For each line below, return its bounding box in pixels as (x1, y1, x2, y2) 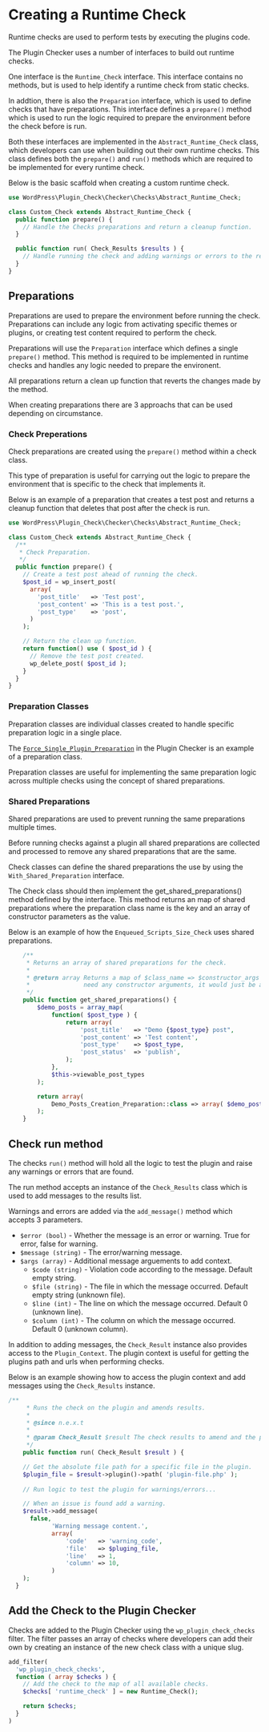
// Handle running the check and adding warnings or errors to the (22, 253, 252, 261)
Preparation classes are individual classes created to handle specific (8, 719, 235, 729)
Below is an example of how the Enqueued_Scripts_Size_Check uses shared (8, 927, 255, 937)
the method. (8, 384, 49, 394)
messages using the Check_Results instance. (8, 1381, 155, 1390)
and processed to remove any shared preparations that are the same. (8, 846, 237, 856)
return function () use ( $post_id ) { (22, 645, 152, 653)
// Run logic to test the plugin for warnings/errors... (22, 1485, 217, 1493)
